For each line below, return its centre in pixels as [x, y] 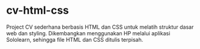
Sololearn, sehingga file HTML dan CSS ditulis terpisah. [75, 39]
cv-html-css [38, 10]
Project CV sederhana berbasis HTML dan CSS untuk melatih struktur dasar [100, 27]
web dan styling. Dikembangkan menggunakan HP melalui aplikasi [88, 33]
